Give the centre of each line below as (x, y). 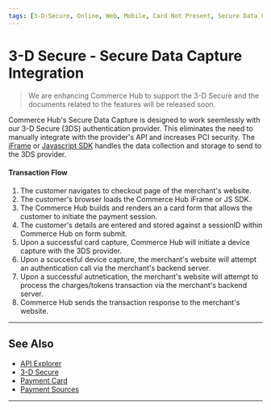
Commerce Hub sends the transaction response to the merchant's (130, 302)
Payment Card (44, 380)
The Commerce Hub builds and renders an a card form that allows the (136, 208)
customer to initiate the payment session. (88, 216)
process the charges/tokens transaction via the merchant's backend (133, 285)
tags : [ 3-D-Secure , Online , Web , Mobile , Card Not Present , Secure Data (133, 16)
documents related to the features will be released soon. (122, 104)
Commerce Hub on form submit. (73, 233)
